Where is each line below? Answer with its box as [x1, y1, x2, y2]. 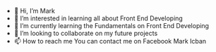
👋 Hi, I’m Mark [13, 7, 55, 15]
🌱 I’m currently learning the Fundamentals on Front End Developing [13, 22, 210, 30]
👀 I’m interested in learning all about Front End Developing [13, 14, 184, 22]
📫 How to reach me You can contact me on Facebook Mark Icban [13, 37, 207, 45]
